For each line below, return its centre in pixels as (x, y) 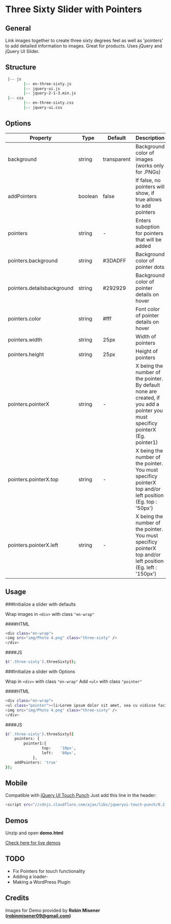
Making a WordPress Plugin (41, 882)
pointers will (150, 186)
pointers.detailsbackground (41, 288)
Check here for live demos (33, 843)
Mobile (17, 783)
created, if (148, 397)
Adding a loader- (30, 877)
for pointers (150, 233)
